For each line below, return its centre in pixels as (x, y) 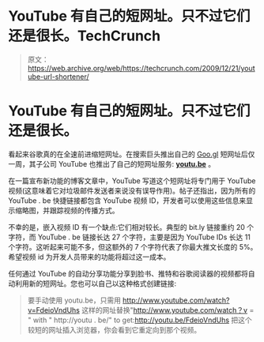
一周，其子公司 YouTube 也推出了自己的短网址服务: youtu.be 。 (112, 163)
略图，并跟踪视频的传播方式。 (70, 210)
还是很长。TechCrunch (84, 36)
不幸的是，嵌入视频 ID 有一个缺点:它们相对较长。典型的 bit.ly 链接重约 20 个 (131, 227)
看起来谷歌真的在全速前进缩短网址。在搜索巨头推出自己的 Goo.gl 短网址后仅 (132, 154)
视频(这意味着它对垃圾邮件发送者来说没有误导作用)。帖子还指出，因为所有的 (132, 190)
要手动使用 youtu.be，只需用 (74, 300)
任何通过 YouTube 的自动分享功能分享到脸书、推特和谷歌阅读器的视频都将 (128, 273)
